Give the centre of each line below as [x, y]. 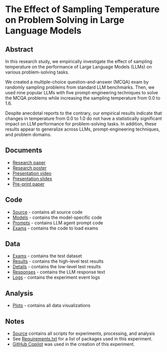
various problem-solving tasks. [37, 72]
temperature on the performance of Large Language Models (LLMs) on [78, 67]
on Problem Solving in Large [65, 20]
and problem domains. [28, 134]
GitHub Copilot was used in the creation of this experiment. [74, 344]
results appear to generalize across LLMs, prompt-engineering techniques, [83, 129]
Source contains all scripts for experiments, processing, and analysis [84, 333]
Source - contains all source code [47, 212]
